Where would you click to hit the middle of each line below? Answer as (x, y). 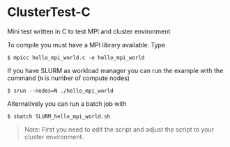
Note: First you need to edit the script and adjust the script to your (119, 129)
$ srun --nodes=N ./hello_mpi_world (60, 91)
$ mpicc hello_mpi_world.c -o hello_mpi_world (76, 57)
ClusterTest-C (49, 12)
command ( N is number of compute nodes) (69, 78)
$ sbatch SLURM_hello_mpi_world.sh (59, 116)
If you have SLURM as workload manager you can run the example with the (115, 70)
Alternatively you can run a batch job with (67, 103)
